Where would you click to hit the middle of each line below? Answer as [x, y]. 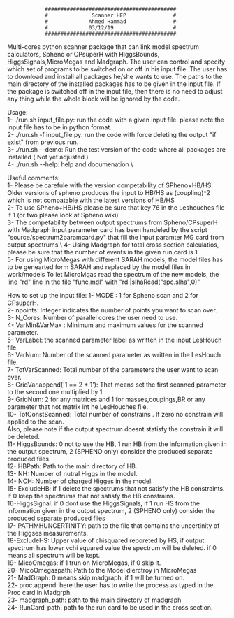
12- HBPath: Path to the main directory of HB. [72, 466]
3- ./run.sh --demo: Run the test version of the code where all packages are [116, 149]
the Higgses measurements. [48, 533]
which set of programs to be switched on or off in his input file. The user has [117, 69]
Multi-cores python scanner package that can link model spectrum [103, 47]
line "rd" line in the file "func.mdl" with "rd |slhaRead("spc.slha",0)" [104, 282]
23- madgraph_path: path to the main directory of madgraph [94, 600]
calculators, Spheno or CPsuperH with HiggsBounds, [83, 54]
